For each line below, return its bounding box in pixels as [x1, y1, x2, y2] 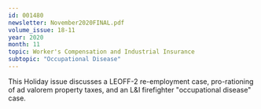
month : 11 [8, 41, 41, 49]
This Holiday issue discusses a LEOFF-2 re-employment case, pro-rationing [8, 76, 254, 86]
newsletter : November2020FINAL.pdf [8, 19, 125, 27]
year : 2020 [8, 33, 44, 42]
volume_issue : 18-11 [8, 26, 76, 34]
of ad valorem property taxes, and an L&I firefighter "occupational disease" [8, 85, 252, 94]
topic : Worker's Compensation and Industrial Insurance [8, 48, 195, 56]
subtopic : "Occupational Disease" [8, 56, 122, 64]
